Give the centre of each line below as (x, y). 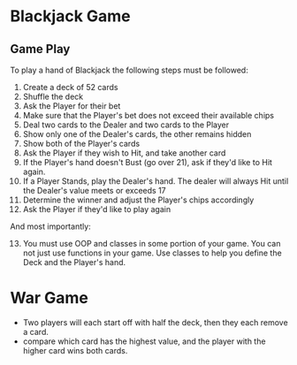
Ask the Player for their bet (72, 106)
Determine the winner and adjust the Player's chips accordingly (138, 200)
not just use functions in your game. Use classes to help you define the (152, 253)
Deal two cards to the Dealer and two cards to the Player (126, 125)
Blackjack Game (70, 16)
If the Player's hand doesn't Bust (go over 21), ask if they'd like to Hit (148, 162)
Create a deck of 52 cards (70, 87)
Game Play (40, 49)
